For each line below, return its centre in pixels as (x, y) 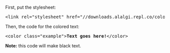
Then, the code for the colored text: (42, 26)
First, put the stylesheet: (31, 7)
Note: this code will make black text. (43, 46)
